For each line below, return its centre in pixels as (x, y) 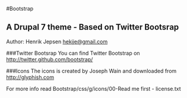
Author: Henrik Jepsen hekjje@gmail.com (57, 42)
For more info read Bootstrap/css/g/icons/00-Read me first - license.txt (93, 88)
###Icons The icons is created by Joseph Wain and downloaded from (91, 71)
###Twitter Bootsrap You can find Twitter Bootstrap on (73, 53)
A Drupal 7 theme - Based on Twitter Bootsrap (93, 27)
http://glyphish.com (30, 77)
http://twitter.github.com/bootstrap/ (50, 59)
